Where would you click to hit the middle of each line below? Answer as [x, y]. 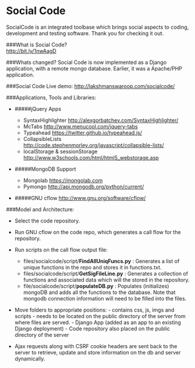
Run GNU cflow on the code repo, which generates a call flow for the [98, 232]
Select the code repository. [47, 221]
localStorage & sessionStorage [60, 151]
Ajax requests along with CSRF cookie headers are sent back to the [96, 346]
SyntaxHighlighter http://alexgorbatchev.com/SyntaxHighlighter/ [101, 120]
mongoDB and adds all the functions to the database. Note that [99, 292]
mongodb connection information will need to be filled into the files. [105, 298]
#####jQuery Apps [38, 109]
